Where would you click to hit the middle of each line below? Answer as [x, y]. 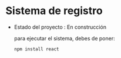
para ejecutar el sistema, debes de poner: [64, 38]
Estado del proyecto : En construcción [60, 27]
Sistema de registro [54, 11]
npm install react [36, 49]
